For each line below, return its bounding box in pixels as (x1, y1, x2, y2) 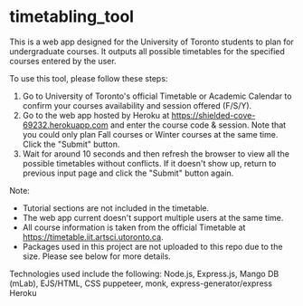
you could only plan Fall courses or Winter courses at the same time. (22, 129, 279, 139)
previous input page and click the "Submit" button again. (22, 167, 234, 178)
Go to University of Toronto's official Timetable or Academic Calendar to (22, 91, 292, 101)
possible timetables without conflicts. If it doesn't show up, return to (22, 158, 277, 168)
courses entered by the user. (9, 55, 117, 66)
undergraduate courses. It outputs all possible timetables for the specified (9, 45, 285, 56)
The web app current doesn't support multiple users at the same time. (22, 212, 284, 223)
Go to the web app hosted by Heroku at (22, 110, 170, 120)
